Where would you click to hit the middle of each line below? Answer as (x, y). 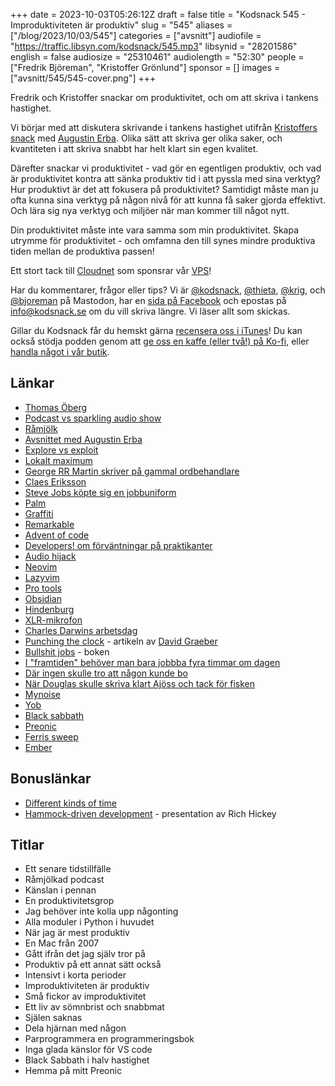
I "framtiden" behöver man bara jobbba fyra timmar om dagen (152, 662)
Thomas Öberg (56, 407)
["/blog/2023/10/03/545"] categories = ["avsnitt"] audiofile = (136, 35)
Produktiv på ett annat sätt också (93, 965)
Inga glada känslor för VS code (88, 1050)
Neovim (41, 566)
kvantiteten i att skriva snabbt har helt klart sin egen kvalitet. (134, 148)
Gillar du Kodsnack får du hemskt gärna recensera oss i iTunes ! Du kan (156, 330)
